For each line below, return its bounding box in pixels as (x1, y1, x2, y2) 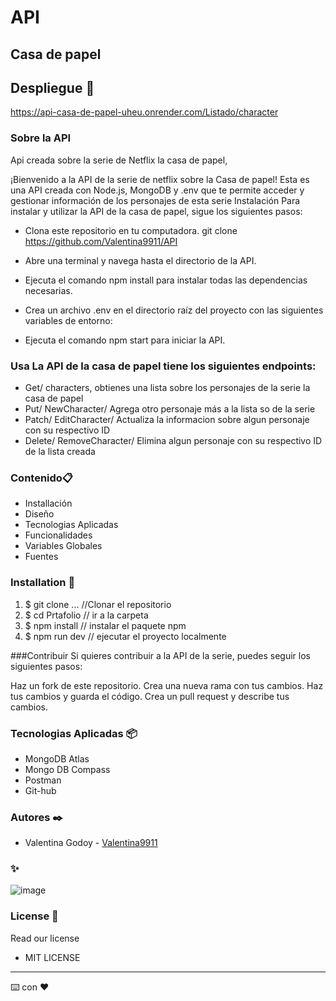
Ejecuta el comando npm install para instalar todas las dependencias (24, 274, 308, 286)
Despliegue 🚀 (10, 79, 95, 96)
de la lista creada (24, 445, 96, 457)
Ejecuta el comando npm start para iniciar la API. (24, 334, 226, 346)
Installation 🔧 (10, 576, 76, 590)
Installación (24, 497, 73, 510)
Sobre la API (10, 131, 72, 145)
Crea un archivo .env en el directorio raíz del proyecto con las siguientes (24, 304, 324, 316)
